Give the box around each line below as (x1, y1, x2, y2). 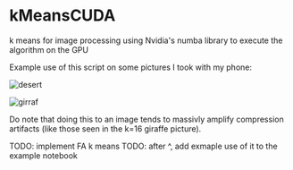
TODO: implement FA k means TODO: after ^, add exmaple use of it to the (9, 140, 279, 151)
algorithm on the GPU (9, 44, 89, 55)
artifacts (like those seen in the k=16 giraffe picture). (9, 123, 202, 134)
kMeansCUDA (9, 5, 116, 26)
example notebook (9, 149, 78, 161)
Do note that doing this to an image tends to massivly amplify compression (9, 114, 284, 124)
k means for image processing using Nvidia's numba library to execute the (9, 35, 283, 46)
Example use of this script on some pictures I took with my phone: (9, 62, 253, 72)
